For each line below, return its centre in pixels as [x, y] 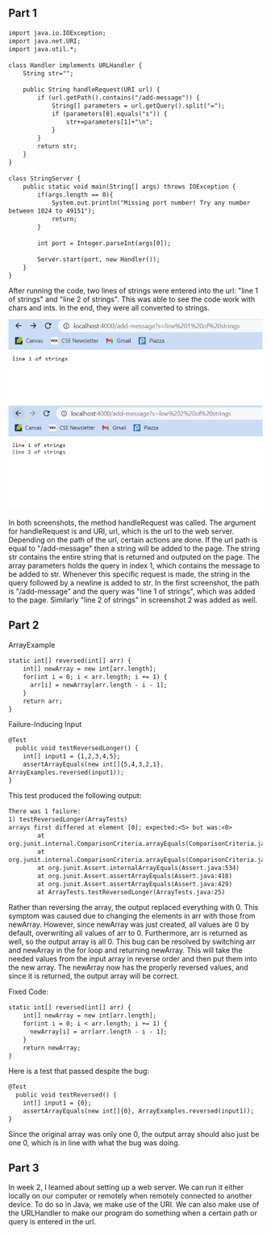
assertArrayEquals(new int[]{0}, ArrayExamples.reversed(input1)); [138, 1111]
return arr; [43, 701]
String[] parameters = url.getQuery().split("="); [138, 106]
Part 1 [23, 13]
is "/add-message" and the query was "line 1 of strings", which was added [132, 591]
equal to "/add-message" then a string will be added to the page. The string [134, 548]
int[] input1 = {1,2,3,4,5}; [72, 756]
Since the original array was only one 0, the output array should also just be [134, 1134]
